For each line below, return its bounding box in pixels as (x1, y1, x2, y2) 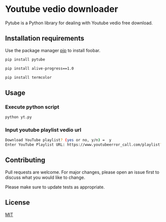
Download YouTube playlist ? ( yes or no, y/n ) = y (5, 138, 112, 143)
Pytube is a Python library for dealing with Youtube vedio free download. (5, 20, 153, 26)
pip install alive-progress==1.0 (5, 66, 74, 71)
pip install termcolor (5, 75, 52, 80)
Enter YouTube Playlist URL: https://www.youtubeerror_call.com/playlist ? (5, 142, 163, 147)
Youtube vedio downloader (5, 3, 119, 15)
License (5, 198, 30, 207)
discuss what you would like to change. (5, 174, 85, 180)
